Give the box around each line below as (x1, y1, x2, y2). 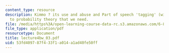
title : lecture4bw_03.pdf (5, 36, 59, 41)
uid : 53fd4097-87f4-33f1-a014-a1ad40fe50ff (5, 40, 98, 45)
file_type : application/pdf (5, 26, 64, 31)
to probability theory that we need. (10, 17, 89, 22)
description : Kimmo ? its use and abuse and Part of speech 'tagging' (5, 12, 156, 17)
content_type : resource (5, 7, 55, 13)
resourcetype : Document (5, 31, 55, 36)
